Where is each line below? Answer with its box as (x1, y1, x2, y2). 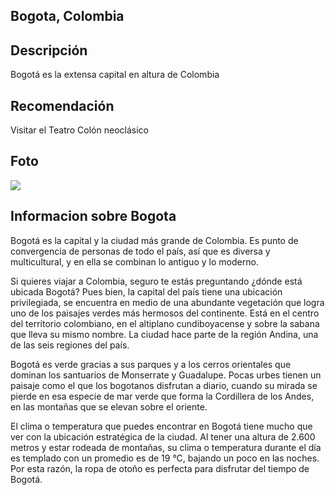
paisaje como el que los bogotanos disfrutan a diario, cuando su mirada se (10, 379, 318, 391)
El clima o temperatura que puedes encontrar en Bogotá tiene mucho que (10, 420, 313, 432)
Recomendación (10, 97, 115, 114)
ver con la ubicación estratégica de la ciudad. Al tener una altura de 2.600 (10, 430, 316, 443)
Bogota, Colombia (10, 8, 125, 25)
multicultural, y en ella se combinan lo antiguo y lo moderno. (10, 255, 259, 268)
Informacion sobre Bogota (10, 208, 177, 225)
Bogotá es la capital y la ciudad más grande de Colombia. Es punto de (10, 234, 299, 246)
